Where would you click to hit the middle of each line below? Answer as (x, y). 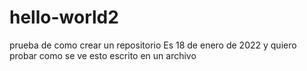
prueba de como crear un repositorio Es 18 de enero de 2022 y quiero (153, 45)
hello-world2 (64, 17)
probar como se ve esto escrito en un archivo (103, 55)
